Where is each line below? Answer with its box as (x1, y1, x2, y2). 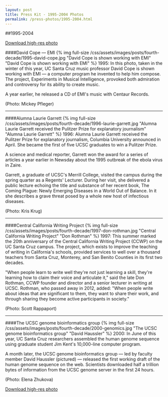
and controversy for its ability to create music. (5, 81, 100, 87)
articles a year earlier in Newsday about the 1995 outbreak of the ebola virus (5, 157, 163, 163)
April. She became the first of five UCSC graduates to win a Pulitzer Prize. (5, 142, 157, 148)
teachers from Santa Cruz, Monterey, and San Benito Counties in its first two (5, 254, 162, 260)
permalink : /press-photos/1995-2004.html (5, 16, 93, 21)
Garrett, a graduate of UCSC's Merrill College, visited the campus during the (5, 172, 162, 178)
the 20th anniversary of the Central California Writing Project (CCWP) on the (5, 238, 162, 244)
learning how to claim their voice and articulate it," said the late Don (5, 274, 144, 280)
